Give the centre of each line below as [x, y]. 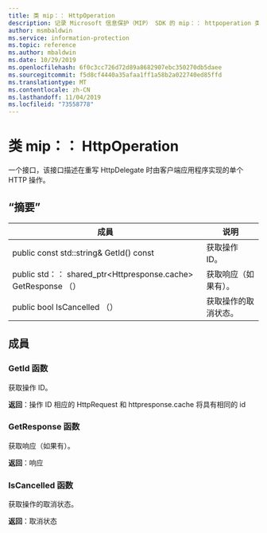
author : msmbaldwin [41, 30]
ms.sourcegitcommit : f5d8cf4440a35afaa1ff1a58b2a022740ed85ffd [115, 75]
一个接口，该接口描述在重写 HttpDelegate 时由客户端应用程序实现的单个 [126, 170]
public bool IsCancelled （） [65, 307]
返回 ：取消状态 [33, 521]
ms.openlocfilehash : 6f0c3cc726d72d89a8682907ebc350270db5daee [115, 68]
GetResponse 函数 [44, 427]
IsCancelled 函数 [41, 485]
